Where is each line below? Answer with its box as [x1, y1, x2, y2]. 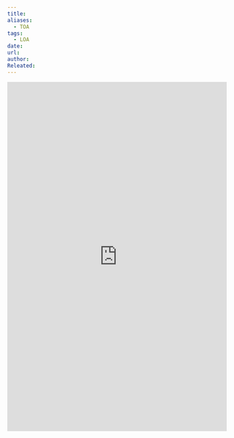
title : [7, 10, 26, 17]
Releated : [7, 62, 36, 69]
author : [7, 56, 30, 63]
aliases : [7, 17, 33, 24]
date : [7, 43, 23, 50]
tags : [7, 29, 23, 37]
